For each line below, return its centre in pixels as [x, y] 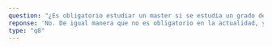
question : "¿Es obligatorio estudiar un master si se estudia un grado [132, 16]
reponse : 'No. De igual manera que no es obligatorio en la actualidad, [134, 23]
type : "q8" [27, 30]
